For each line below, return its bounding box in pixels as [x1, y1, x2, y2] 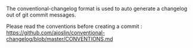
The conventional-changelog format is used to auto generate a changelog [6, 5, 188, 12]
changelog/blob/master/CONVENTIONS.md [6, 36, 113, 42]
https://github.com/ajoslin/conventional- [6, 29, 105, 36]
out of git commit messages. [6, 11, 76, 18]
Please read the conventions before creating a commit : [6, 23, 142, 30]
